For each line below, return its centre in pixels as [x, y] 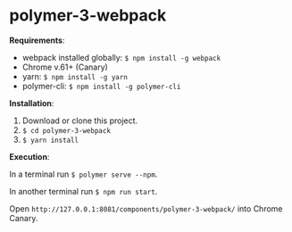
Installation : [32, 103]
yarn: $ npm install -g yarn [75, 76]
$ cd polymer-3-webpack [67, 130]
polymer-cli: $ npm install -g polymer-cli [101, 86]
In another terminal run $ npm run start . [83, 191]
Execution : [29, 156]
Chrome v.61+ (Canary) [65, 67]
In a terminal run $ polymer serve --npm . [83, 174]
